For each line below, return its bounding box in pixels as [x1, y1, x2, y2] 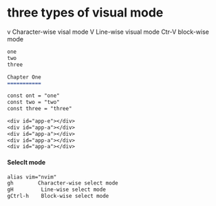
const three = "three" [7, 105, 72, 112]
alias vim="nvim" [7, 174, 57, 181]
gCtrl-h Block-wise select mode [7, 193, 109, 200]
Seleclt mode [7, 158, 46, 166]
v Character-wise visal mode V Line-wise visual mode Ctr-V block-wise [7, 28, 210, 36]
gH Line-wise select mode [7, 186, 107, 194]
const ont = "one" [7, 92, 60, 99]
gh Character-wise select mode [7, 180, 118, 187]
